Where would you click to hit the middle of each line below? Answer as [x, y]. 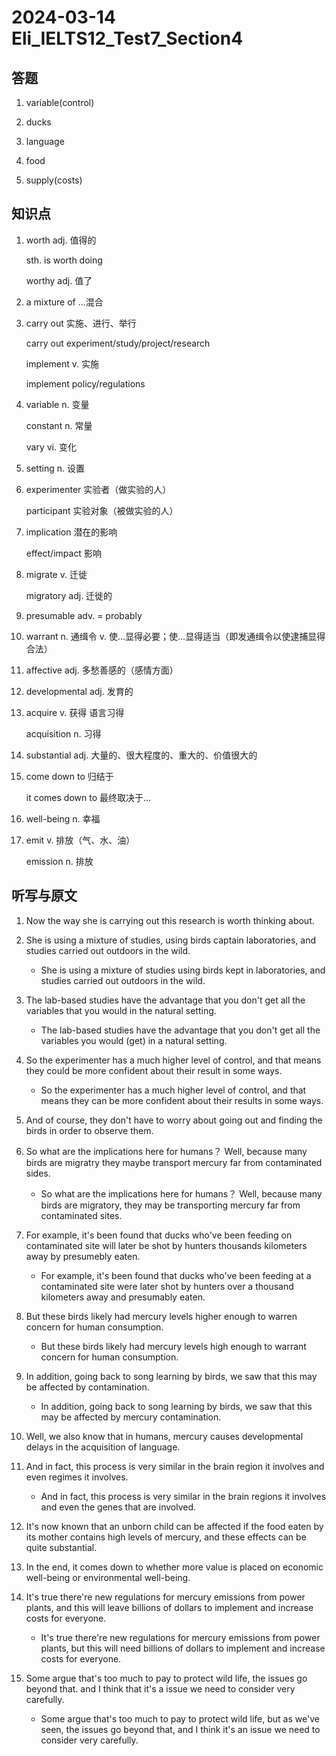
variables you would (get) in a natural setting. [134, 1040]
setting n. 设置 [55, 468]
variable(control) [60, 102]
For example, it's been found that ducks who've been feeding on [159, 1235]
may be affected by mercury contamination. [131, 1417]
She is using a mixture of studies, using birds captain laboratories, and [170, 940]
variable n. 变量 [57, 404]
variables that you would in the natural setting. [121, 1010]
